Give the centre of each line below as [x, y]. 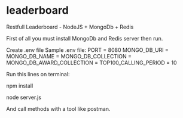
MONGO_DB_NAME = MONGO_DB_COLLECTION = [69, 56]
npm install [20, 86]
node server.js [24, 97]
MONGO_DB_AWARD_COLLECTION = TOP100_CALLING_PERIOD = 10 [91, 63]
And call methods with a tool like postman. [58, 108]
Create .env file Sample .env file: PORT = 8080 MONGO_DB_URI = [88, 50]
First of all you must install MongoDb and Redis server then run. [85, 38]
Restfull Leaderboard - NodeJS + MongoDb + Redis [70, 27]
